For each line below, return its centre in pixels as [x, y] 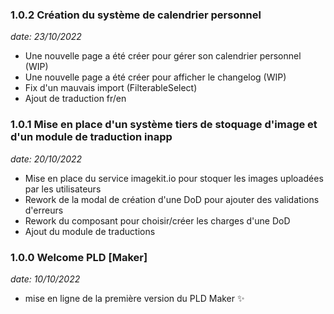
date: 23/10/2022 [46, 37]
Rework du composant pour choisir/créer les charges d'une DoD [157, 220]
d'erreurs [44, 210]
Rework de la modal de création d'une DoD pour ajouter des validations [172, 199]
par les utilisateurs [63, 189]
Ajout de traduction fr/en [75, 99]
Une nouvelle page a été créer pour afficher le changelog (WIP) [155, 77]
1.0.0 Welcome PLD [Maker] [79, 257]
